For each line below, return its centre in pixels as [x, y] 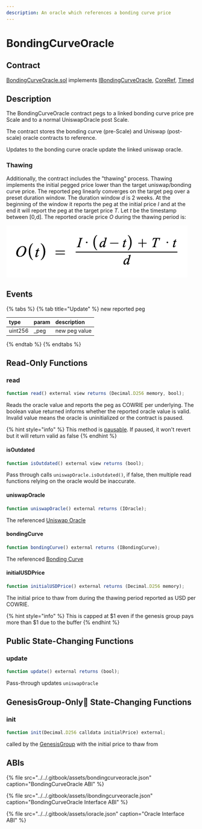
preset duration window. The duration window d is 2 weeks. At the [88, 197]
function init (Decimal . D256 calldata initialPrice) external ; [86, 733]
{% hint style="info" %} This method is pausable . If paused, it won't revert [99, 430]
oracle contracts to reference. [60, 138]
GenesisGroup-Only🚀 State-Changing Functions [99, 702]
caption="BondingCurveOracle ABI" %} [55, 784]
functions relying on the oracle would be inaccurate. [71, 481]
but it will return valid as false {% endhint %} [62, 436]
